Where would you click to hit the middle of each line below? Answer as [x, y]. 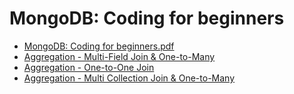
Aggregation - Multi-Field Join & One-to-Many [119, 56]
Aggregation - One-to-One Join [89, 67]
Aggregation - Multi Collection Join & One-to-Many [129, 78]
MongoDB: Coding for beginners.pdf [99, 46]
